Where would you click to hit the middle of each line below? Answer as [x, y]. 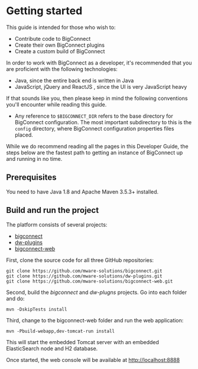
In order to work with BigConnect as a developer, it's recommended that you [99, 63]
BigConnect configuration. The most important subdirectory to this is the [103, 122]
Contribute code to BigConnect [53, 38]
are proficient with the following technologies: [62, 69]
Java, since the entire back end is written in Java [74, 80]
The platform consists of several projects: [57, 224]
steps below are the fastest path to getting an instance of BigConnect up [95, 153]
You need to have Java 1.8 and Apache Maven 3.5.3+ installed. [82, 192]
